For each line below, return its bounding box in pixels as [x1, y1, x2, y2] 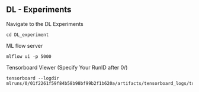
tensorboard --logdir [6, 75, 60, 81]
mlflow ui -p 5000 [6, 53, 52, 60]
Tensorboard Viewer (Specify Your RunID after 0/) [6, 64, 128, 71]
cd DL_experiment [6, 32, 49, 38]
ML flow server [6, 42, 43, 49]
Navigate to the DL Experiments [6, 20, 84, 27]
